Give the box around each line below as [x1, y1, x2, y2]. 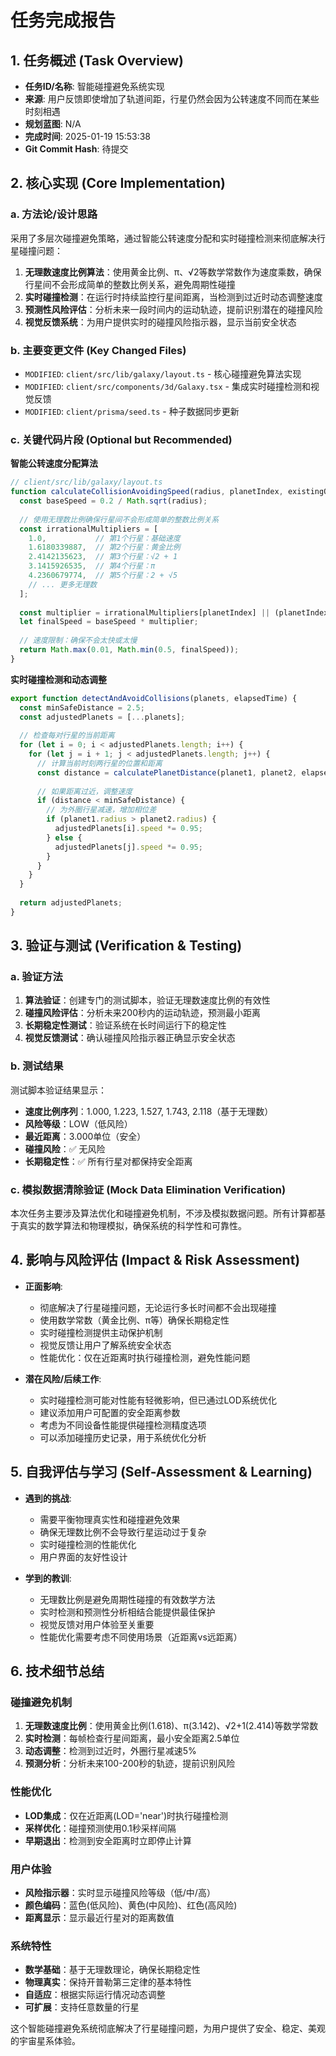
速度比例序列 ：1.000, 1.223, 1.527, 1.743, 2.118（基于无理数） [24, 1105, 274, 1117]
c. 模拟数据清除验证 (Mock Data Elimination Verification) [10, 1182, 287, 1196]
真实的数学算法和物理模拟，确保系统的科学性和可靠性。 [18, 1220, 247, 1232]
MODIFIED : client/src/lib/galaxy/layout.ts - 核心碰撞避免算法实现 [24, 367, 302, 380]
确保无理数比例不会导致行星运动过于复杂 [39, 1526, 207, 1538]
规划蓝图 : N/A [24, 118, 82, 130]
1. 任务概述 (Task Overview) [10, 52, 184, 69]
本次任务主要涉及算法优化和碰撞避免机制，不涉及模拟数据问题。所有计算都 [10, 1207, 317, 1220]
